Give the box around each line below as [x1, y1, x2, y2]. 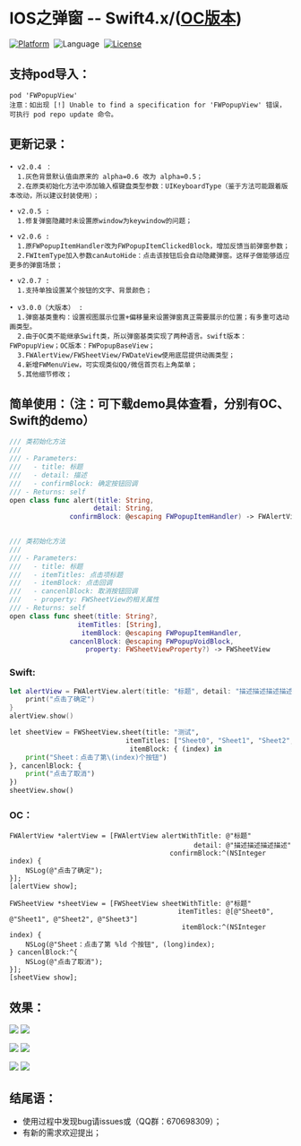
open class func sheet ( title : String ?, [9, 611, 159, 621]
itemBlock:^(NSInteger [181, 923, 267, 932]
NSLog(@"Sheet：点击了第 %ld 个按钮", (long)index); [25, 940, 216, 950]
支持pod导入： [9, 66, 91, 82]
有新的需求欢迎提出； [21, 1126, 101, 1138]
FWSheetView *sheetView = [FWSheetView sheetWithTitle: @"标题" [9, 900, 252, 909]
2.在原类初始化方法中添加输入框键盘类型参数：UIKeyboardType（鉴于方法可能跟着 [17, 181, 282, 191]
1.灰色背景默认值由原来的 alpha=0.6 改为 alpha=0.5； [17, 172, 203, 181]
